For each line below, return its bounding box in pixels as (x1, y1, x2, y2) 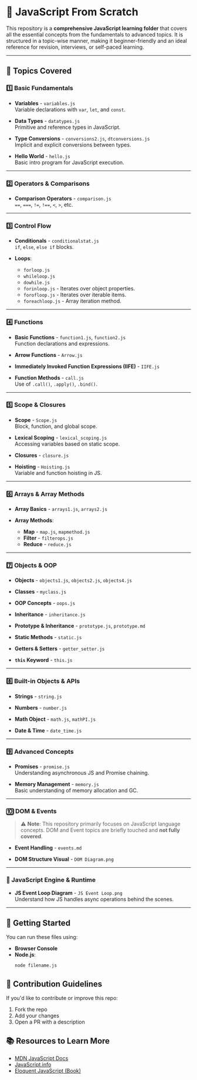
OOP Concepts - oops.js (14, 600, 76, 607)
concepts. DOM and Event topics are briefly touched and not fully (20, 827, 181, 834)
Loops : (14, 255, 32, 262)
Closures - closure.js (14, 452, 69, 459)
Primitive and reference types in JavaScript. (14, 123, 121, 131)
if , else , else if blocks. (14, 243, 74, 250)
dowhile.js (23, 280, 50, 286)
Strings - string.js (14, 693, 62, 700)
